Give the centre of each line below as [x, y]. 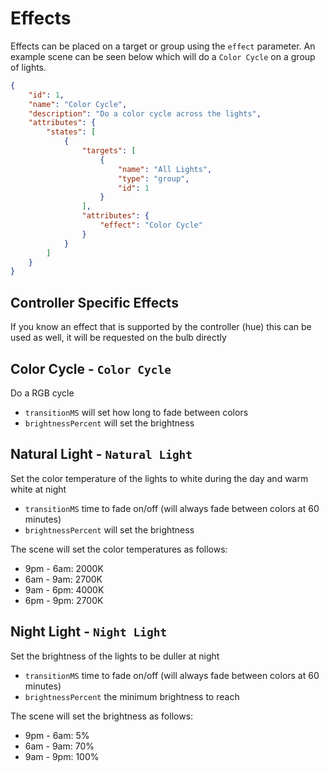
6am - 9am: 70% [59, 746]
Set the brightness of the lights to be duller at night [115, 656]
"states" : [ [71, 132]
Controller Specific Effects [94, 302]
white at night [38, 489]
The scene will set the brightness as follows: [102, 716]
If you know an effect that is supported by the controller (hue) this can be [161, 327]
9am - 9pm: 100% [62, 756]
